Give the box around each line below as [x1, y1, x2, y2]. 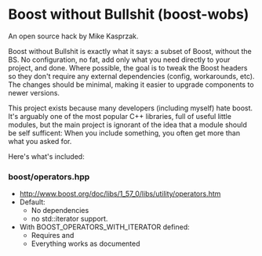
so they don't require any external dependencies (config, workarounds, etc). [8, 71, 255, 81]
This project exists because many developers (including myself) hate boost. [8, 103, 253, 113]
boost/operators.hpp [8, 171, 90, 182]
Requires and [31, 231, 75, 240]
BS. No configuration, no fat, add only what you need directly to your [8, 55, 231, 64]
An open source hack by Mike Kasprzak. [8, 31, 139, 41]
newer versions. [8, 88, 60, 97]
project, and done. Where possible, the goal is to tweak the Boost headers [8, 63, 248, 72]
